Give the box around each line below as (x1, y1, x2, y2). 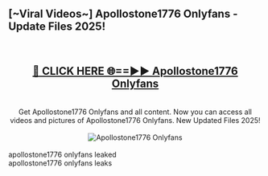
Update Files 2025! (8, 20, 106, 34)
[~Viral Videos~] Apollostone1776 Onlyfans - (8, 7, 238, 21)
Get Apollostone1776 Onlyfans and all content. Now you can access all (19, 107, 252, 117)
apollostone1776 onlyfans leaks (8, 158, 113, 168)
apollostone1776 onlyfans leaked (8, 149, 117, 159)
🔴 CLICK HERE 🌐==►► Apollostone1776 (31, 64, 239, 78)
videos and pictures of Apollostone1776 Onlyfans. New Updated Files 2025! (10, 115, 261, 125)
